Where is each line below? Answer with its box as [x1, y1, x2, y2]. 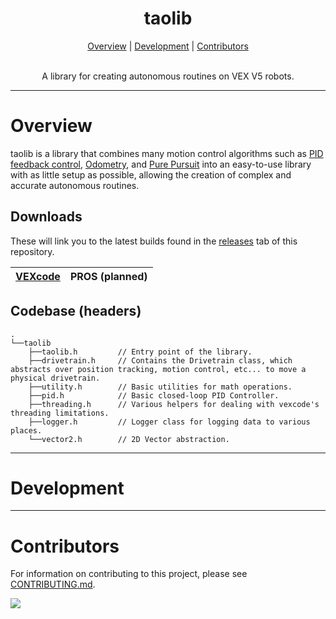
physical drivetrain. [10, 373, 101, 383]
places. [10, 425, 43, 436]
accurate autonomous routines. [10, 179, 140, 191]
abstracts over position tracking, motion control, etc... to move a [10, 364, 307, 374]
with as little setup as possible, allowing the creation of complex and [10, 168, 292, 181]
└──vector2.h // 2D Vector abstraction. [28, 434, 230, 444]
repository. [10, 245, 55, 257]
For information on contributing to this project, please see [10, 568, 248, 580]
